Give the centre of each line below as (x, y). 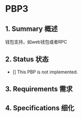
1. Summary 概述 (31, 29)
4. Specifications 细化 (40, 108)
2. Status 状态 (27, 60)
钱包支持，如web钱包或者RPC (36, 42)
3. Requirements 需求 (39, 89)
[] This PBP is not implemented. (45, 72)
